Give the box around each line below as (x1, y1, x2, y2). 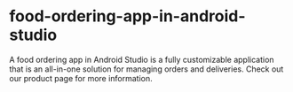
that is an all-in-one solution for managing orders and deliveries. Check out (9, 64, 284, 74)
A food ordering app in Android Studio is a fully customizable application (9, 54, 274, 65)
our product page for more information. (9, 73, 153, 83)
